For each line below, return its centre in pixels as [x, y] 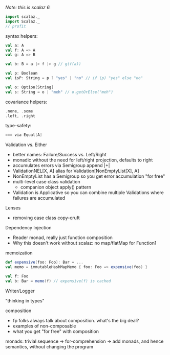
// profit [16, 26]
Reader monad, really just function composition [62, 238]
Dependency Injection [29, 228]
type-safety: [18, 126]
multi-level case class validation [46, 182]
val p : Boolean [22, 74]
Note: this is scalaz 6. [28, 7]
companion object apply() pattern [56, 187]
